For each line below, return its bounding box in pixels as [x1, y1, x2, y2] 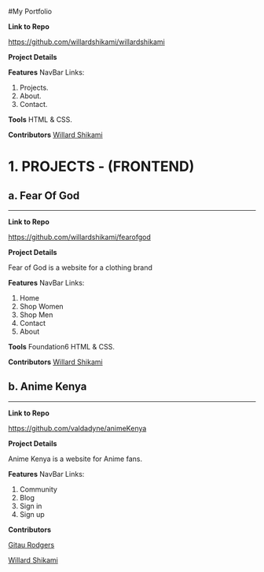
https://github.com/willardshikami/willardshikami [8, 37, 165, 46]
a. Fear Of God [8, 189, 80, 202]
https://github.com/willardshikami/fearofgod [8, 232, 152, 242]
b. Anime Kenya [8, 380, 87, 393]
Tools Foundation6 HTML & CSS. [8, 342, 115, 351]
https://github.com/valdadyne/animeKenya [8, 423, 147, 433]
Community [19, 484, 57, 494]
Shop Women [19, 302, 64, 311]
